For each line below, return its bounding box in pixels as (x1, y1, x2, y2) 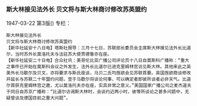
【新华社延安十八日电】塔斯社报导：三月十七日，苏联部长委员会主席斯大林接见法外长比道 (6, 45, 191, 51)
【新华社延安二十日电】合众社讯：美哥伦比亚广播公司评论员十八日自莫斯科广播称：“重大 (6, 58, 189, 64)
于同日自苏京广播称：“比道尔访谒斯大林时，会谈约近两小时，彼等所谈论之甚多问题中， (6, 89, 185, 95)
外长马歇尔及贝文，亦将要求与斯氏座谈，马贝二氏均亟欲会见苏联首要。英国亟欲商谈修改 (10, 70, 191, 76)
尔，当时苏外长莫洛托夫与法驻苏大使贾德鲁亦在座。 (6, 51, 112, 57)
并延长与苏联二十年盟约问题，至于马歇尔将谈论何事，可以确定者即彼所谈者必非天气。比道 (6, 77, 191, 82)
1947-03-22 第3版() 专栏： (6, 19, 72, 27)
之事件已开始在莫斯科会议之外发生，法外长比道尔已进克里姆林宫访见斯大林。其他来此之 (6, 64, 187, 70)
